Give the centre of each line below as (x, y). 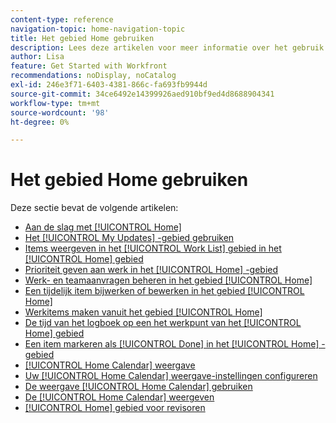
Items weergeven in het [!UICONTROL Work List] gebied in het (153, 248)
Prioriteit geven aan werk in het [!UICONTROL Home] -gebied (151, 270)
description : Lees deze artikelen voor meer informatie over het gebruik (167, 47)
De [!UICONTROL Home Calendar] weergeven (119, 397)
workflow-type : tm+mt (55, 103)
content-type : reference (62, 19)
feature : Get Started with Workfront (89, 66)
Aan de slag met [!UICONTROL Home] (103, 227)
